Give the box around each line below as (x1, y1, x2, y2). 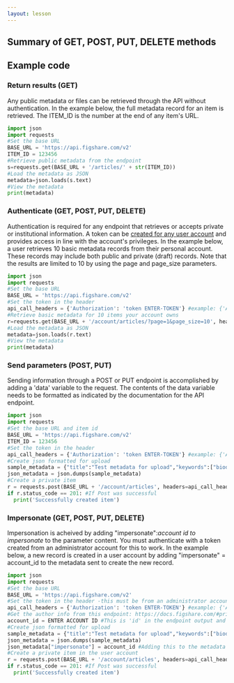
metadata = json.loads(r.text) (7, 331, 92, 338)
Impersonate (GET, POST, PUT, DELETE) (7, 513, 145, 523)
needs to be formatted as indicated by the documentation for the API (7, 391, 205, 400)
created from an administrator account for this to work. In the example (7, 543, 209, 552)
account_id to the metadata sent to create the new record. (7, 558, 174, 566)
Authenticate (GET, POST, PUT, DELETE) (7, 207, 146, 216)
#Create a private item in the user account (7, 650, 139, 656)
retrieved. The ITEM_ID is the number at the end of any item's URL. (7, 111, 199, 119)
